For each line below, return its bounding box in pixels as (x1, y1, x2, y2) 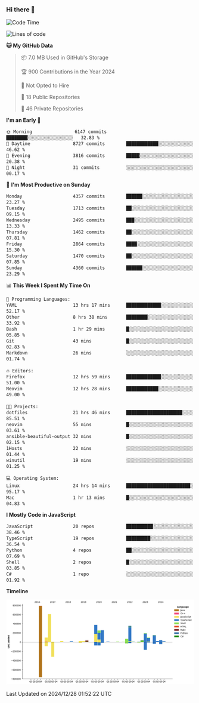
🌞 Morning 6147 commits (6, 129, 107, 135)
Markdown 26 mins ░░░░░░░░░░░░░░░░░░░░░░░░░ (6, 350, 194, 356)
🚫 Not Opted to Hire (20, 82, 70, 89)
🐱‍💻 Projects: (6, 404, 39, 410)
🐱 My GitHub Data (6, 42, 54, 50)
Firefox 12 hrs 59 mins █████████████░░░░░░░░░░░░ (6, 374, 194, 380)
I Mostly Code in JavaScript (6, 511, 76, 519)
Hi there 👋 (6, 5, 36, 14)
